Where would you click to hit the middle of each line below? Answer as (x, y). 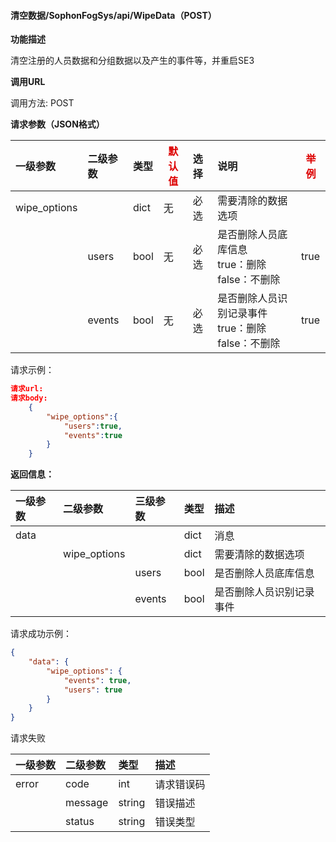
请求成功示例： (41, 634)
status (80, 822)
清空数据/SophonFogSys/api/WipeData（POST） (113, 15)
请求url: (27, 389)
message (87, 803)
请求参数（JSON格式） (57, 124)
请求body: (29, 398)
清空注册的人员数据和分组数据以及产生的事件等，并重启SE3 (132, 61)
